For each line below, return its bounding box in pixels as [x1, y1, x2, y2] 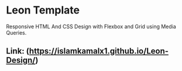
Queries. [6, 29, 27, 36]
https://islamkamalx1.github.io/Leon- [29, 46, 169, 56]
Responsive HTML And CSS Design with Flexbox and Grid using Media [6, 23, 177, 30]
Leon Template [6, 4, 80, 17]
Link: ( [6, 46, 30, 56]
